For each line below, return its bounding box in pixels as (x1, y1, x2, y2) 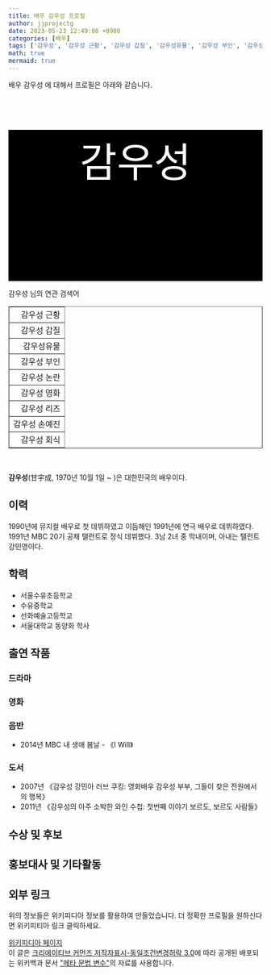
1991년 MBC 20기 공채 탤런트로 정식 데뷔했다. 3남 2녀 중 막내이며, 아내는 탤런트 (8, 531, 261, 541)
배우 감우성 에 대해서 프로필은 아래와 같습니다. (8, 80, 153, 90)
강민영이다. (8, 541, 44, 551)
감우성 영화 (20, 387, 60, 398)
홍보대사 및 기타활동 (8, 858, 102, 872)
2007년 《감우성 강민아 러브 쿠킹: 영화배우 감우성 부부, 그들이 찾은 (19, 781, 230, 791)
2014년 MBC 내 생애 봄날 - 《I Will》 (19, 740, 134, 750)
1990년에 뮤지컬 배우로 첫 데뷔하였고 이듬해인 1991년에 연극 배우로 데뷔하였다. (8, 521, 254, 531)
